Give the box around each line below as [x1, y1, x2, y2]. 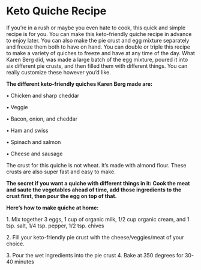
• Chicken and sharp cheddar [6, 92, 80, 99]
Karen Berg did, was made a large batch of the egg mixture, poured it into [6, 56, 188, 63]
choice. [6, 240, 25, 247]
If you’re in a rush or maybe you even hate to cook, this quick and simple [6, 24, 186, 31]
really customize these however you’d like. [6, 68, 111, 76]
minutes [14, 258, 35, 265]
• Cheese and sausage [6, 150, 63, 157]
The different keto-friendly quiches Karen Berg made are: [6, 80, 153, 88]
